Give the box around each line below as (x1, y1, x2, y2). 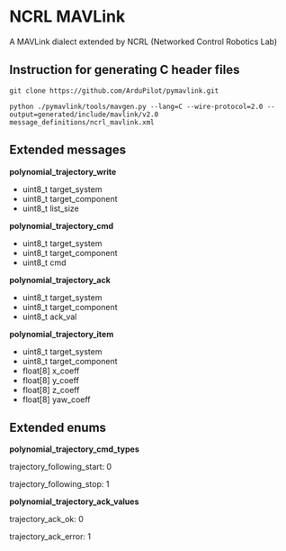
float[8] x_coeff (22, 365, 80, 376)
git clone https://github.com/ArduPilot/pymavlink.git (9, 86, 219, 96)
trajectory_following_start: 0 (9, 462, 112, 473)
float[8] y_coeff (22, 374, 79, 385)
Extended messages (9, 142, 127, 158)
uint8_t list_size (22, 203, 79, 214)
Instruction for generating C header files (9, 62, 240, 78)
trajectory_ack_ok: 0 (9, 514, 84, 525)
